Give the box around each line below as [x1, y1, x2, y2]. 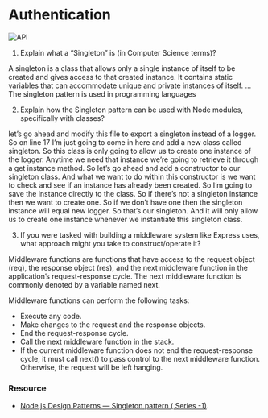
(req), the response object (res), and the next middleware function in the [8, 263, 248, 272]
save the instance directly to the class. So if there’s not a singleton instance [8, 188, 258, 198]
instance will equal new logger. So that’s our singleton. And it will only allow [8, 205, 258, 215]
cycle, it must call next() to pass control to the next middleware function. [19, 354, 260, 363]
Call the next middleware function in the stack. [19, 337, 175, 346]
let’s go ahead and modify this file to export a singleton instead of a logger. [8, 129, 256, 139]
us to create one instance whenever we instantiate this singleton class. [8, 214, 243, 224]
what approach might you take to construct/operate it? [19, 238, 201, 248]
